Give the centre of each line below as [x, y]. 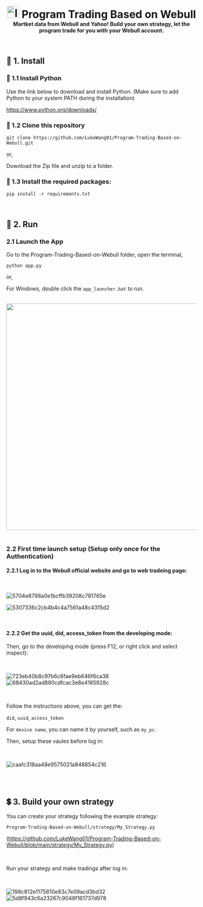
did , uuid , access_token [35, 718]
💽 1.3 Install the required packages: [59, 181]
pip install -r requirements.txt [48, 194]
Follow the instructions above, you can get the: [64, 706]
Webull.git [20, 143]
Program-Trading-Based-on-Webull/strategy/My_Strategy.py [81, 827]
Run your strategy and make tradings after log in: [67, 868]
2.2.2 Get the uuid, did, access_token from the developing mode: [89, 633]
